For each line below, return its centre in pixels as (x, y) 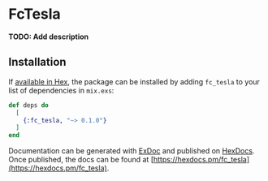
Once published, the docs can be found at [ (81, 160)
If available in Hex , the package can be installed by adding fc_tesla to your (134, 81)
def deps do (28, 105)
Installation (37, 62)
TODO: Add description (49, 37)
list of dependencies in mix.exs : (61, 90)
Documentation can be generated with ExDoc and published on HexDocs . (132, 151)
